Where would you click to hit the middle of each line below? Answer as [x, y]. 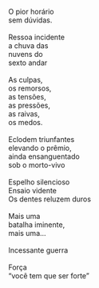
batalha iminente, [37, 225]
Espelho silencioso [39, 182]
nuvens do [26, 54]
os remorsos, [30, 88]
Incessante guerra [38, 250]
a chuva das [28, 46]
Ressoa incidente [37, 37]
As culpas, [26, 80]
